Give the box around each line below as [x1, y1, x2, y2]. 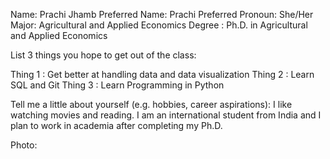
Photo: [10, 139, 38, 151]
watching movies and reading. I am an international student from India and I [10, 109, 322, 121]
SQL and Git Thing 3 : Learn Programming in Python [10, 79, 225, 91]
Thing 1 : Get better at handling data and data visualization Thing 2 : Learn [10, 69, 315, 80]
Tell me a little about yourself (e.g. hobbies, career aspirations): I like [10, 99, 293, 110]
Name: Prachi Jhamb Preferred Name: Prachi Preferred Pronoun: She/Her [10, 9, 314, 20]
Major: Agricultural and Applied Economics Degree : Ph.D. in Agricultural [10, 19, 308, 31]
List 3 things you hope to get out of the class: [10, 49, 197, 61]
